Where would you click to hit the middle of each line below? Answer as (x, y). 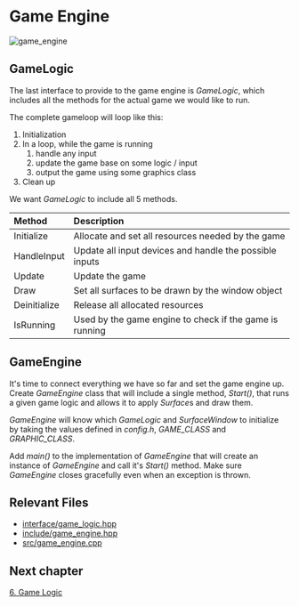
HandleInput (39, 255)
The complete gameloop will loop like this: (86, 117)
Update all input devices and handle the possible (175, 250)
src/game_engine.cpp (62, 543)
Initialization (44, 134)
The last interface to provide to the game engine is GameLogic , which (137, 90)
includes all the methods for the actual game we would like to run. (130, 100)
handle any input (66, 153)
